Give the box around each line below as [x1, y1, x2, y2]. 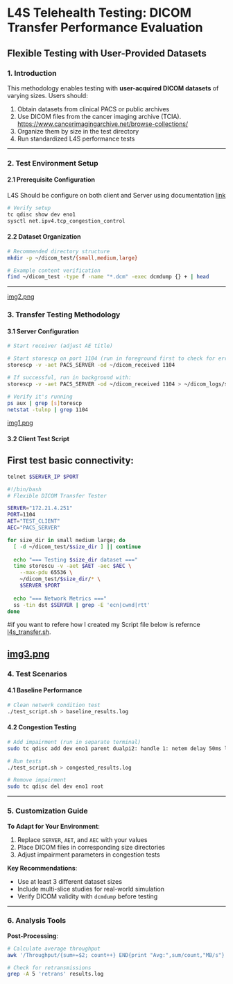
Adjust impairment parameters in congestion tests [17, 850, 161, 859]
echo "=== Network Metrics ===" [13, 595, 107, 602]
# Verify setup [7, 205, 51, 212]
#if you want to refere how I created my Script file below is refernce [7, 621, 200, 629]
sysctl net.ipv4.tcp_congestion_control [7, 217, 126, 224]
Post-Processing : [7, 931, 59, 940]
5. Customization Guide [7, 806, 88, 816]
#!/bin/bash [7, 486, 42, 493]
